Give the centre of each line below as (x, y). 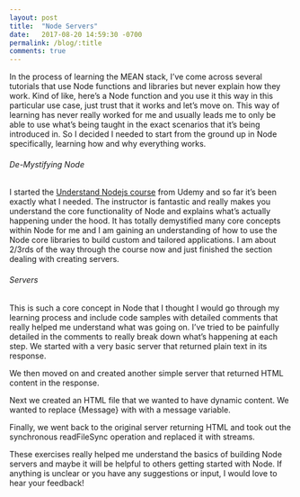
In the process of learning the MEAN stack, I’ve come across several (136, 77)
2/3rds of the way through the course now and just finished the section (141, 249)
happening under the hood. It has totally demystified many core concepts (145, 221)
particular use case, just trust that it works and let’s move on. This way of (145, 105)
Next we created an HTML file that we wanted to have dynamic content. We (149, 400)
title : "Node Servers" (54, 26)
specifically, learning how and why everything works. (108, 144)
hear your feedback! (47, 483)
